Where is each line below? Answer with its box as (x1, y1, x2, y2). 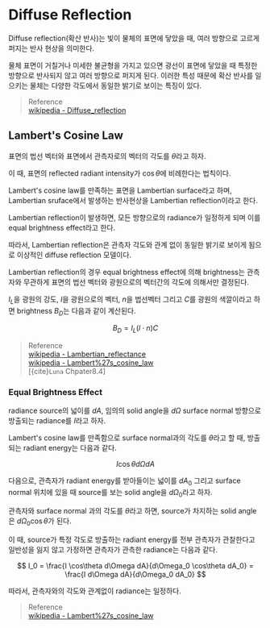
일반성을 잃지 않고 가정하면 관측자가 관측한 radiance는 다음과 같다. (8, 544, 218, 554)
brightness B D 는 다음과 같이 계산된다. (16, 306, 137, 318)
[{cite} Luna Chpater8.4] (27, 367, 106, 376)
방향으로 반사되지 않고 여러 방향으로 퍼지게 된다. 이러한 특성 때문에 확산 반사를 (8, 70, 254, 80)
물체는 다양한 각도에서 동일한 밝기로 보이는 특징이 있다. (29, 81, 202, 90)
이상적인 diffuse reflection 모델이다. (16, 250, 131, 260)
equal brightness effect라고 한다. (8, 223, 115, 232)
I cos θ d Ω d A (115, 460, 156, 469)
